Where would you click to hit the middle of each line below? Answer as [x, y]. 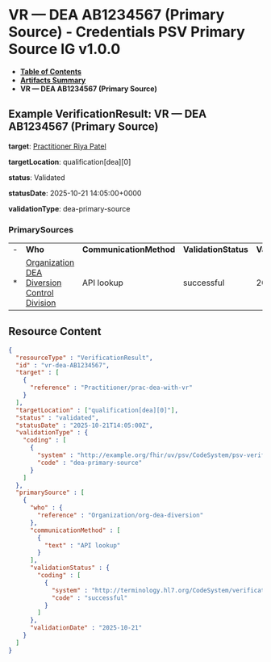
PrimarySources [41, 229]
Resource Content [55, 331]
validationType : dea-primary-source [69, 208]
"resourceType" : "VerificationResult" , [84, 358]
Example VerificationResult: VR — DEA [108, 114]
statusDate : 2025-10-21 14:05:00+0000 [75, 193]
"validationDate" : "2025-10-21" [86, 628]
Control [40, 293]
